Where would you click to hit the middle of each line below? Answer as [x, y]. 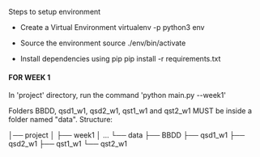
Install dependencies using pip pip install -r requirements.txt [120, 59]
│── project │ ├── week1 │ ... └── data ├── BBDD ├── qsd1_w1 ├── [127, 135]
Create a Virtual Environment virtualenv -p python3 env [112, 27]
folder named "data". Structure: [61, 120]
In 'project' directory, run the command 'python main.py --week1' [117, 95]
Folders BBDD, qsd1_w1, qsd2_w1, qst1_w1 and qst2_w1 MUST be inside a [130, 111]
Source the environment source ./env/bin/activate [103, 43]
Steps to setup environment [55, 12]
